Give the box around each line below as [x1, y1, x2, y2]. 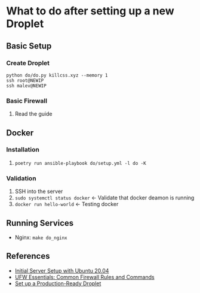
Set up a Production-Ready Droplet [14, 280, 101, 287]
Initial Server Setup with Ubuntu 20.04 [14, 267, 109, 274]
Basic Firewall [6, 96, 48, 105]
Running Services [6, 218, 74, 228]
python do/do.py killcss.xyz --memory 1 [6, 72, 109, 78]
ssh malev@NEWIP [6, 83, 47, 89]
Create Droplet [6, 59, 50, 67]
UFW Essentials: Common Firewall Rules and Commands [14, 273, 155, 280]
